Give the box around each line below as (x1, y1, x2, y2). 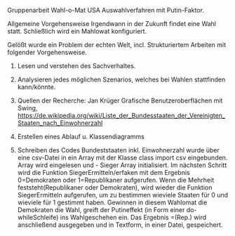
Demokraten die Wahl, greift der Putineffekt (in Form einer (17, 206, 185, 214)
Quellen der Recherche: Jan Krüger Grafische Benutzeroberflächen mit (17, 96, 223, 105)
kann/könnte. (17, 83, 56, 91)
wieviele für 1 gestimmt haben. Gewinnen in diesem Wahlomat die (17, 198, 208, 206)
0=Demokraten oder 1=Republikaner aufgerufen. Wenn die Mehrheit (17, 176, 215, 184)
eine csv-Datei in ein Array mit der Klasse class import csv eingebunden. (17, 154, 228, 162)
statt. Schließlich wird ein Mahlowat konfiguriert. (7, 27, 147, 35)
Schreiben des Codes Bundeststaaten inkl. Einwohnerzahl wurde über (17, 146, 220, 154)
